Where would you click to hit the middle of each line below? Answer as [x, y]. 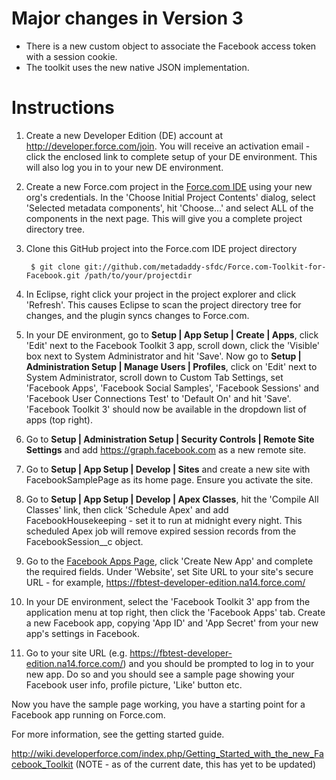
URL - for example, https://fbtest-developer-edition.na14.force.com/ [165, 582]
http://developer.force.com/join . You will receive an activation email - [168, 146]
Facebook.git [53, 275]
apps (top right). [59, 419]
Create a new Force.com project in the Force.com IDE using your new [169, 186]
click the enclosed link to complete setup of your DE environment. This [171, 156]
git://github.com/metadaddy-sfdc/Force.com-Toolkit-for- [205, 267]
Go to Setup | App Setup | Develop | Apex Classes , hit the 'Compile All [172, 499]
